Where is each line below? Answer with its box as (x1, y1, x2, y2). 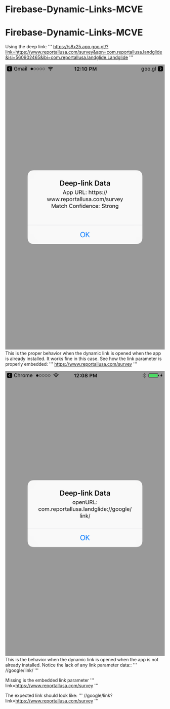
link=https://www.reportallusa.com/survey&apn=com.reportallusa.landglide (5, 49, 162, 55)
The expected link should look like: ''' (5, 692, 83, 699)
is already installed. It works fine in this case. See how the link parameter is (5, 356, 162, 362)
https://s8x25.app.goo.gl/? (53, 44, 109, 50)
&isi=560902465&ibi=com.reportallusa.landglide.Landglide (5, 54, 128, 60)
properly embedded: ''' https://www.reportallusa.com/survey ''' (5, 361, 138, 367)
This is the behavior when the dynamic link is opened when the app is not (5, 657, 158, 663)
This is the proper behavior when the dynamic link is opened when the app (5, 350, 161, 356)
